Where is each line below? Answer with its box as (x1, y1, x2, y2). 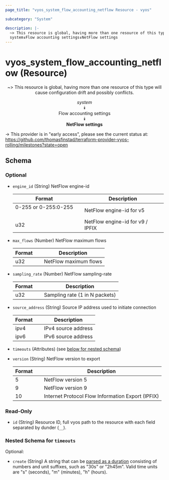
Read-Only (5, 407, 33, 414)
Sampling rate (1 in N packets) (44, 291, 116, 298)
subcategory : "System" (5, 16, 53, 22)
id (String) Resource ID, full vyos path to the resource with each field (12, 419, 155, 425)
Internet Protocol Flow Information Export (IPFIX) (44, 392, 159, 399)
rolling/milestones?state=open (5, 142, 68, 148)
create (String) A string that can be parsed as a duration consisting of (12, 458, 157, 464)
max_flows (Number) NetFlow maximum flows (12, 237, 107, 243)
